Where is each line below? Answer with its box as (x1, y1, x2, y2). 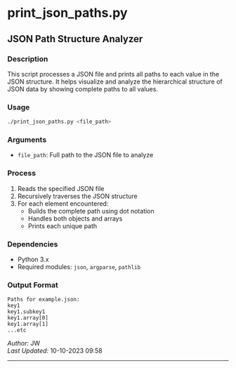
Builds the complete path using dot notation (27, 206, 155, 215)
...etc (7, 327, 27, 334)
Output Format (7, 280, 58, 289)
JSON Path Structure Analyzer (7, 33, 143, 45)
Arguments (7, 135, 47, 145)
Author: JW (7, 339, 41, 348)
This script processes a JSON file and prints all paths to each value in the (7, 70, 220, 78)
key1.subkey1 (7, 308, 46, 315)
